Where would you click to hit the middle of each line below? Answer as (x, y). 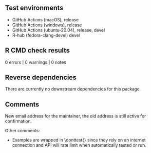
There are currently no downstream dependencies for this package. (73, 89)
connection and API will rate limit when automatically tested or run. (79, 145)
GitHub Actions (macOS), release (45, 19)
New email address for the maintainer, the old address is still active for (75, 116)
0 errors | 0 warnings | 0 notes (36, 62)
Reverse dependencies (41, 77)
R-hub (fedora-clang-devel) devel (46, 35)
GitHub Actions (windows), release (47, 25)
